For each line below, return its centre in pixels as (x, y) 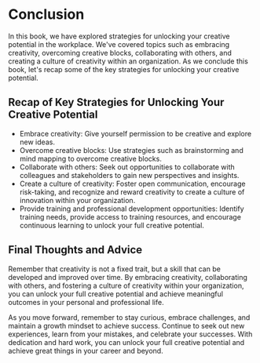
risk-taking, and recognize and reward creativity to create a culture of (132, 192)
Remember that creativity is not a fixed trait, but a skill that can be (115, 269)
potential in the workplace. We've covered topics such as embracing (119, 44)
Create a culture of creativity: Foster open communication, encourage (132, 183)
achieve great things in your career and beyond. (86, 350)
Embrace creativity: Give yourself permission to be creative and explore (135, 133)
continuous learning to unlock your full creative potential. (112, 225)
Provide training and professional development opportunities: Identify (132, 209)
